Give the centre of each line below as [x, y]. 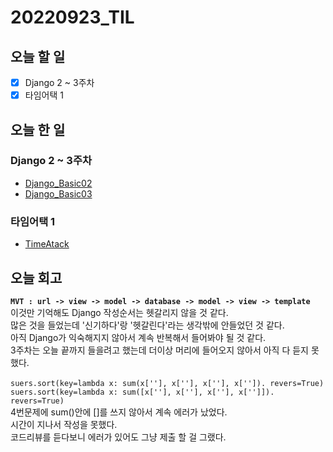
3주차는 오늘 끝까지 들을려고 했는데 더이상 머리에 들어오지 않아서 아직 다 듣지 [159, 350]
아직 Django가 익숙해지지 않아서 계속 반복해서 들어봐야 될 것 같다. [138, 337]
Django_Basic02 [58, 183]
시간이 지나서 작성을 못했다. [64, 424]
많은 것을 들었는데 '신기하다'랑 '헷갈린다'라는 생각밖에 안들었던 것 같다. [147, 325]
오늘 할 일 [38, 56]
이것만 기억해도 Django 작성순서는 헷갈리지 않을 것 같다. [119, 312]
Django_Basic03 [58, 193]
